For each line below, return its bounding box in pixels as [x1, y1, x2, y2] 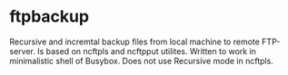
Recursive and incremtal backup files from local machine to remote [9, 36, 261, 47]
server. [9, 45, 36, 56]
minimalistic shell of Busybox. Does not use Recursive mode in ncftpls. [9, 55, 274, 66]
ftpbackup [9, 6, 89, 27]
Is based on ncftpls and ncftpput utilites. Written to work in [37, 45, 257, 56]
